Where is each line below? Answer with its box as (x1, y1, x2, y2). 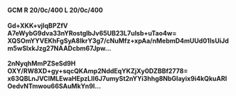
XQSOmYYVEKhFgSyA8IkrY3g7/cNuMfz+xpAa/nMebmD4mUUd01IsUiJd (7, 36, 229, 46)
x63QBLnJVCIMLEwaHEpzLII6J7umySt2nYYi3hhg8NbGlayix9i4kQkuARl (7, 75, 227, 83)
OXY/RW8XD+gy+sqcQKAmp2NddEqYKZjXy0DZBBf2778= (7, 67, 188, 75)
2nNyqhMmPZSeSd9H (7, 59, 76, 68)
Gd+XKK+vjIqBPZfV (7, 21, 68, 30)
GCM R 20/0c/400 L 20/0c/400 (7, 6, 103, 14)
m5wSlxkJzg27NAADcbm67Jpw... (7, 44, 112, 53)
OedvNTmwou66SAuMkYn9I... (7, 82, 102, 90)
